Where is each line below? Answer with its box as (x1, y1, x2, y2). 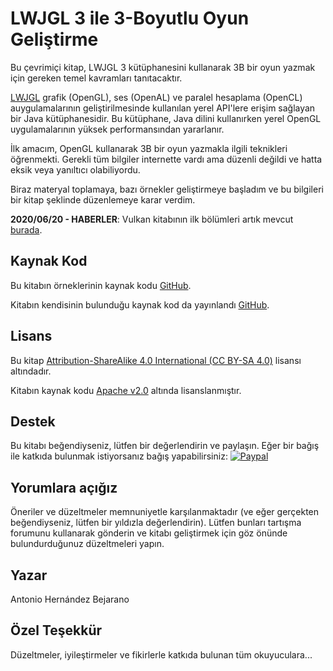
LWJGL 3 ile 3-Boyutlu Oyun (10, 7, 250, 30)
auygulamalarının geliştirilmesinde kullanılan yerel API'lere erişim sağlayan (10, 102, 316, 114)
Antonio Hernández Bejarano (10, 593, 130, 605)
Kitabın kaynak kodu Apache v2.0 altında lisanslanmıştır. (10, 384, 242, 396)
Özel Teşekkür (10, 622, 103, 639)
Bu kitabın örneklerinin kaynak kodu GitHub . (10, 279, 192, 291)
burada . (10, 223, 43, 236)
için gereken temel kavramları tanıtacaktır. (10, 72, 183, 84)
